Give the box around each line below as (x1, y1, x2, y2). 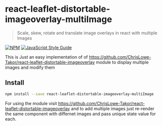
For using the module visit (5, 100, 57, 106)
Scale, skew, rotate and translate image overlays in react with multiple (17, 30, 158, 36)
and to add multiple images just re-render (71, 105, 155, 111)
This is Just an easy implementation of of (5, 54, 88, 60)
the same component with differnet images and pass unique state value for (5, 111, 156, 117)
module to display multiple (96, 59, 149, 65)
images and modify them (5, 64, 55, 70)
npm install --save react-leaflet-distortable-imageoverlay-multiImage (5, 91, 154, 96)
